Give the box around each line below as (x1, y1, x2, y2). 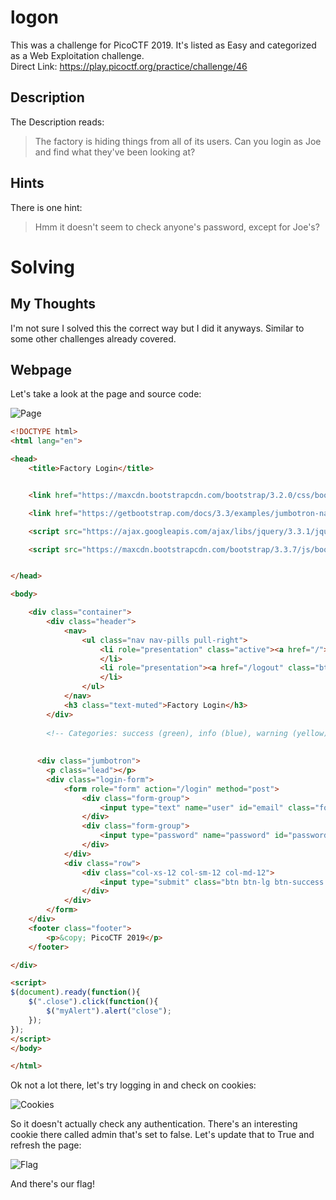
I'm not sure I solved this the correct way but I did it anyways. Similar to (10, 322, 305, 334)
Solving (10, 256, 75, 278)
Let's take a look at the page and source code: (10, 388, 202, 400)
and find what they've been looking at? (34, 146, 196, 158)
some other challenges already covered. (10, 332, 177, 345)
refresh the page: (10, 1139, 82, 1151)
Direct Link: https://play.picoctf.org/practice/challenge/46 (10, 60, 248, 72)
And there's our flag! (10, 1178, 95, 1190)
